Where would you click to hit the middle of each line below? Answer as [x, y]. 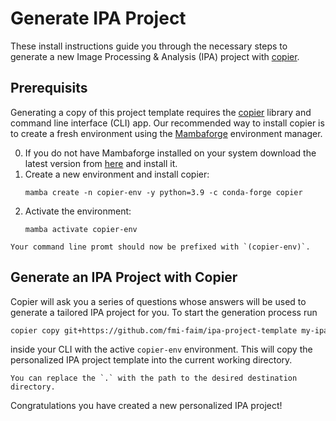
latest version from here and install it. [101, 163]
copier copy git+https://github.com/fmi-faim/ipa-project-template [154, 330]
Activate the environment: [78, 211]
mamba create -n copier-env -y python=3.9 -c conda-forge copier [163, 192]
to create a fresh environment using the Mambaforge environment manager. [166, 133]
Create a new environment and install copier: [117, 174]
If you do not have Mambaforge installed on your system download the [170, 153]
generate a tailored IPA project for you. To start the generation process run [164, 312]
